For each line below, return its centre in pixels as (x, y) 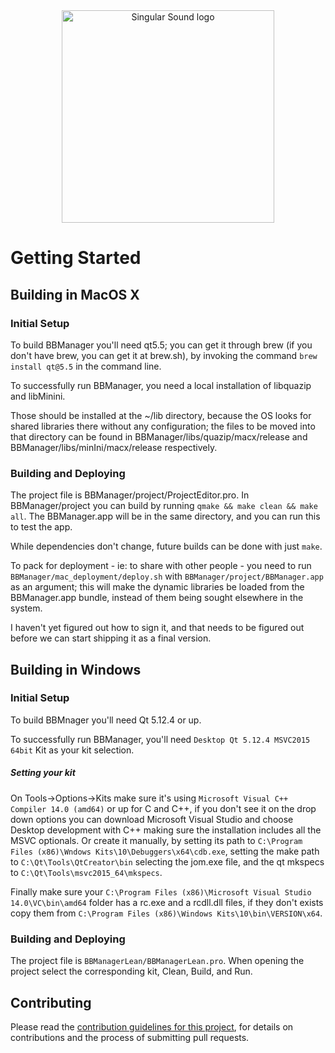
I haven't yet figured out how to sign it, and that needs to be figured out (157, 628)
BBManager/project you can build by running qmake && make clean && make (164, 506)
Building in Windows (76, 669)
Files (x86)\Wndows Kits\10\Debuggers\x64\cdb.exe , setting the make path (165, 851)
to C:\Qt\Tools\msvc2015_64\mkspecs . (86, 872)
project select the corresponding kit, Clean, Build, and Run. (131, 971)
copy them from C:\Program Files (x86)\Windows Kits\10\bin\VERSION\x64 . (166, 913)
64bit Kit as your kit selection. (72, 750)
